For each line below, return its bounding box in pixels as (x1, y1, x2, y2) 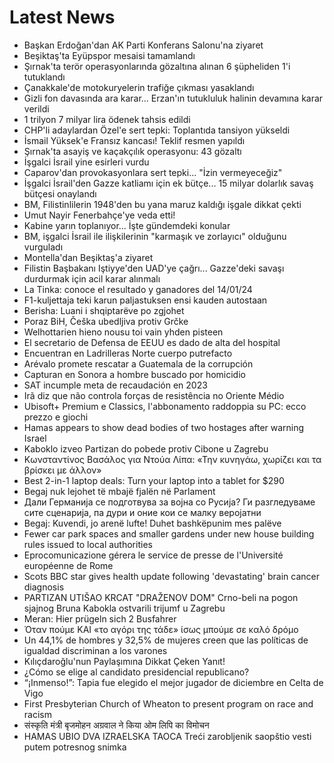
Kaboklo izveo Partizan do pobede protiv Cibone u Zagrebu (23, 442, 269, 455)
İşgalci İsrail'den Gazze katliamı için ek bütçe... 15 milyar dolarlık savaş (23, 177, 314, 189)
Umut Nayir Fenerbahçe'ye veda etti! (23, 209, 176, 221)
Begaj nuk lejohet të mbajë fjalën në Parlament (23, 485, 216, 497)
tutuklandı (23, 71, 66, 83)
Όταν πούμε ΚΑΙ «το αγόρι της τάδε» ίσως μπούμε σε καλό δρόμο (23, 623, 299, 635)
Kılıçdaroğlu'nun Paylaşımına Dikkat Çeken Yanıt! (23, 655, 226, 667)
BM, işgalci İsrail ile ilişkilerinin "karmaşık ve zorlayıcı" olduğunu (23, 230, 287, 242)
